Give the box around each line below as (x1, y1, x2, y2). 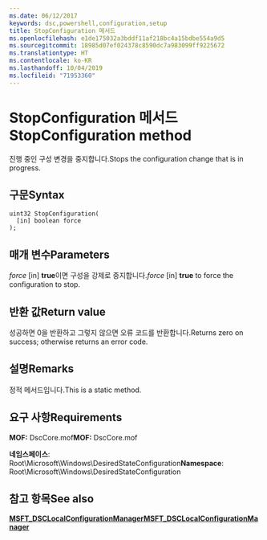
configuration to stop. (9, 280, 81, 289)
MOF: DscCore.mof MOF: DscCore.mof (9, 432, 138, 442)
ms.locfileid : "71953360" (9, 72, 95, 80)
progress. (9, 162, 41, 173)
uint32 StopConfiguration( (9, 210, 99, 218)
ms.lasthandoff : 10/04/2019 (9, 64, 103, 72)
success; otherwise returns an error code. (9, 337, 148, 346)
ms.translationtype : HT (9, 49, 89, 57)
